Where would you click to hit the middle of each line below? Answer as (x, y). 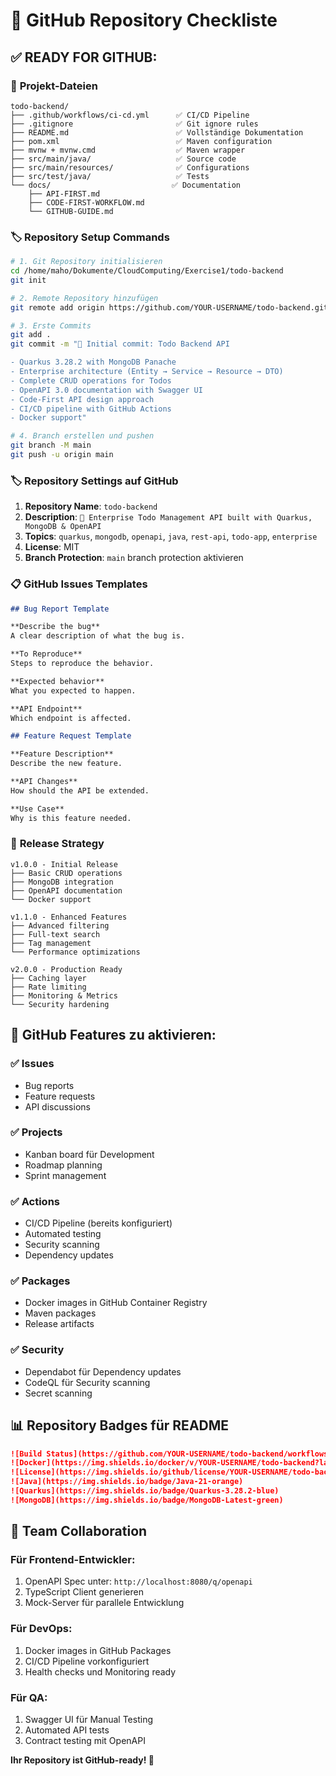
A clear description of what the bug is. (98, 636)
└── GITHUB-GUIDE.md (71, 211)
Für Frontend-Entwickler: (73, 1560)
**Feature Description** (62, 754)
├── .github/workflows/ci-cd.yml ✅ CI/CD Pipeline (130, 115)
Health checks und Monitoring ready (100, 1671)
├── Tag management (51, 943)
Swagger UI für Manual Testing (88, 1720)
